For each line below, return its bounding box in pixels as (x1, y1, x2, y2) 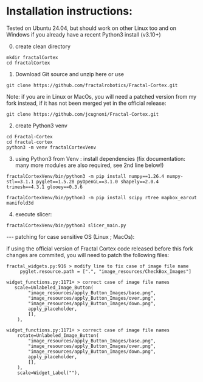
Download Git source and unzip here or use (15, 70, 125, 77)
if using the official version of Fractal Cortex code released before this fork (6, 245, 193, 252)
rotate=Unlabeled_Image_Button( (17, 332, 99, 339)
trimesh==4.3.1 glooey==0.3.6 (6, 184, 83, 190)
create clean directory (15, 43, 71, 50)
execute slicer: (15, 210, 52, 218)
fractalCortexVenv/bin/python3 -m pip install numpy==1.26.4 (6, 173, 165, 179)
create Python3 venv (15, 122, 68, 129)
